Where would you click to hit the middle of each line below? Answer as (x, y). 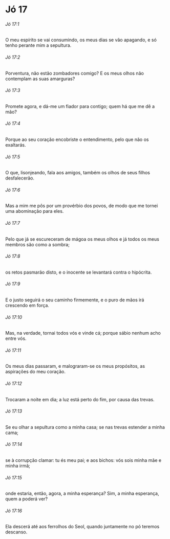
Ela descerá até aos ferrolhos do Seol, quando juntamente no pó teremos (82, 527)
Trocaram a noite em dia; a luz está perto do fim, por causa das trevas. (80, 399)
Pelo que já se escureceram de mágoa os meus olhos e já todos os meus (82, 239)
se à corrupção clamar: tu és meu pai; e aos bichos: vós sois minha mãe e (83, 460)
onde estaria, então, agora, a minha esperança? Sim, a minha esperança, (82, 493)
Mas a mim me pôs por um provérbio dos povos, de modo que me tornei (82, 206)
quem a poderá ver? (26, 499)
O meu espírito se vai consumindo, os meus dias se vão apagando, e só (81, 40)
